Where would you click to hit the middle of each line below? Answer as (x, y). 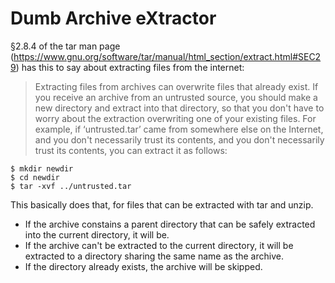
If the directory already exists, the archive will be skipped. (143, 266)
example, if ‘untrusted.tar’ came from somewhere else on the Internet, (179, 129)
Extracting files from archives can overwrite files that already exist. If (176, 86)
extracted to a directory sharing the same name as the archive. (154, 256)
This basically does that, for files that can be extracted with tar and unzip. (162, 204)
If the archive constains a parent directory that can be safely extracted (170, 224)
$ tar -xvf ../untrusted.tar (71, 186)
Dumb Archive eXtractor (113, 18)
